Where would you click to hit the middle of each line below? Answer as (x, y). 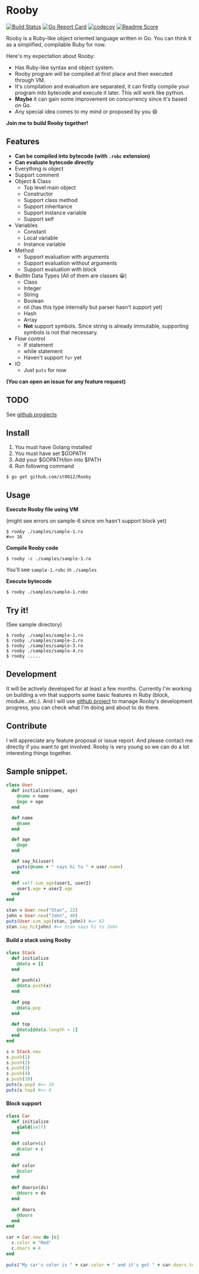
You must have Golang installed (53, 447)
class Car (18, 1116)
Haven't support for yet (52, 357)
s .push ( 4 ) (18, 1074)
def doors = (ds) (30, 1188)
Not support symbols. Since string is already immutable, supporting (106, 326)
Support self (39, 219)
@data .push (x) (34, 986)
